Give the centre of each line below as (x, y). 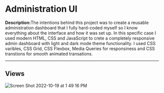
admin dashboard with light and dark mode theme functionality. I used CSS (80, 43)
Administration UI (41, 9)
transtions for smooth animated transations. (49, 54)
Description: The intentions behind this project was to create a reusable (77, 23)
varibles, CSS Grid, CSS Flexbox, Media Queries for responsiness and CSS (80, 48)
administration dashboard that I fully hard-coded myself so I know (71, 27)
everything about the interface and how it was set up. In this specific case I (81, 33)
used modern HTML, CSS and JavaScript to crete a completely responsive (80, 38)
